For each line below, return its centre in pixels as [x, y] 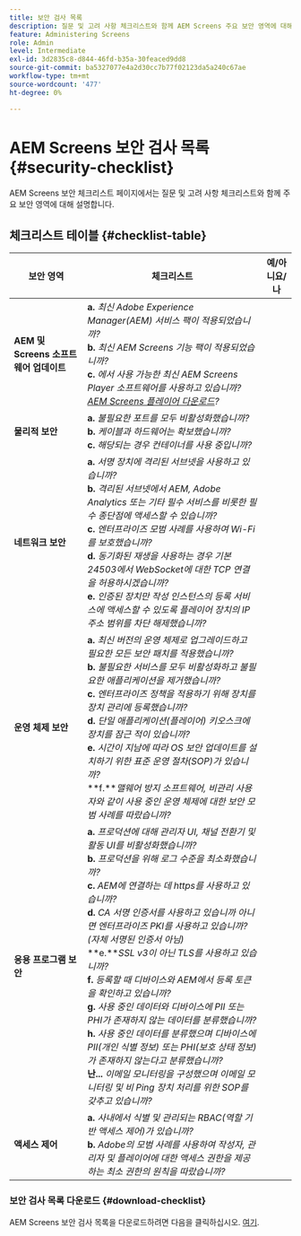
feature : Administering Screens [69, 34]
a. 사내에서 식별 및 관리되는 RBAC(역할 [164, 1118]
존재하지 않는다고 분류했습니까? [161, 1061]
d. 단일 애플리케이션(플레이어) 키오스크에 [169, 721]
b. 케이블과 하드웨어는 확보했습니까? [159, 431]
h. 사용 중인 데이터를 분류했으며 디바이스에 [172, 1034]
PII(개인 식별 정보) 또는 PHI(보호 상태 [161, 1048]
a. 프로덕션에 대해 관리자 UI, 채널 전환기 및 [171, 832]
